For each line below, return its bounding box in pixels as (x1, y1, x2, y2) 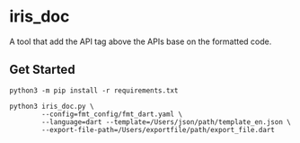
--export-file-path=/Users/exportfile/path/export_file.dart (41, 125, 276, 134)
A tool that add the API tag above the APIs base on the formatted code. (9, 36, 272, 47)
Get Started (9, 62, 75, 77)
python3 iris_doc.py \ (9, 102, 94, 111)
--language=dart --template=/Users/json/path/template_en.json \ (41, 117, 292, 127)
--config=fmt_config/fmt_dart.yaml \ (41, 110, 182, 119)
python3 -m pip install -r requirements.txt (9, 85, 179, 95)
